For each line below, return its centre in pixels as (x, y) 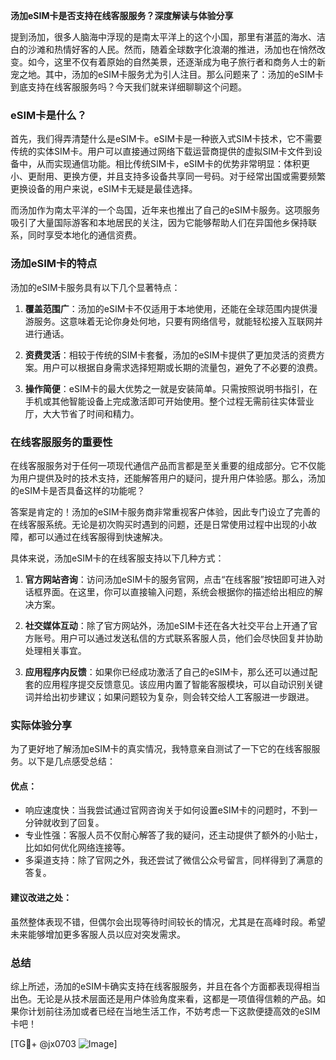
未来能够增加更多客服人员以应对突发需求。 (98, 934)
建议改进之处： (41, 897)
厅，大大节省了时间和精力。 (82, 413)
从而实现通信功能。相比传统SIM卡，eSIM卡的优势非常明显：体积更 (173, 164)
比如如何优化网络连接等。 (77, 848)
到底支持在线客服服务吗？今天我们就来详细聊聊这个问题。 (128, 87)
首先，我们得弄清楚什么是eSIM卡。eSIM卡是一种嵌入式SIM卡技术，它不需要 (166, 139)
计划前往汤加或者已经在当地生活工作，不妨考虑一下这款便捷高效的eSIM (174, 1011)
